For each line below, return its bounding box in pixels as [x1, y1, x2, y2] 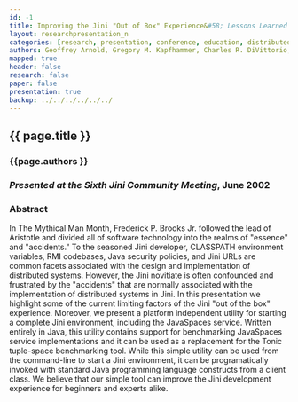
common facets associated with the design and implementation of [9, 260, 251, 271]
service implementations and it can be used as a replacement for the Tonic [9, 335, 282, 346]
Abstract [9, 202, 49, 215]
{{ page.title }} [9, 128, 91, 143]
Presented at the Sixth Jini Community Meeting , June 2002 [9, 178, 271, 191]
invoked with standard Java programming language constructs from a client [9, 364, 286, 374]
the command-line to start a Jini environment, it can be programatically [9, 354, 269, 365]
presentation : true [9, 87, 82, 96]
